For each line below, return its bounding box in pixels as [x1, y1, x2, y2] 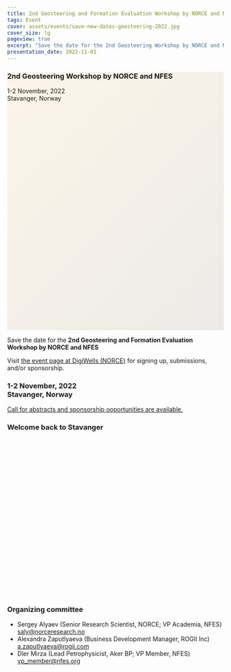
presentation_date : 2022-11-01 [7, 49, 97, 56]
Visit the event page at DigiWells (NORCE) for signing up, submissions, [7, 356, 208, 365]
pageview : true [7, 36, 51, 43]
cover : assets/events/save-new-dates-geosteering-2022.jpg [7, 23, 180, 30]
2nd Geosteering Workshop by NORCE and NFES [7, 71, 173, 81]
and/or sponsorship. [7, 363, 65, 372]
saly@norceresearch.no [16, 628, 85, 636]
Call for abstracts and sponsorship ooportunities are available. [7, 405, 184, 414]
